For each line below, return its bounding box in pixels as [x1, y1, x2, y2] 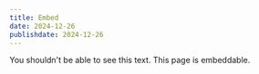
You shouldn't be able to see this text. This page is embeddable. [9, 55, 251, 66]
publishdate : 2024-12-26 [9, 30, 104, 39]
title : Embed [9, 13, 59, 23]
